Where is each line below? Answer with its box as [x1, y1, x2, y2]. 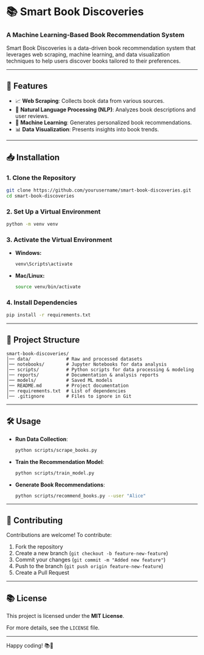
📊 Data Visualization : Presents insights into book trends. [15, 126, 159, 133]
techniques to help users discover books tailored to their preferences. [6, 57, 181, 64]
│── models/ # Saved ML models [6, 377, 113, 383]
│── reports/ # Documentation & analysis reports [6, 372, 159, 378]
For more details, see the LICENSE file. [6, 624, 100, 631]
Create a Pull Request [15, 569, 70, 577]
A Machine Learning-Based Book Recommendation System [6, 31, 185, 40]
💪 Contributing [6, 515, 63, 525]
